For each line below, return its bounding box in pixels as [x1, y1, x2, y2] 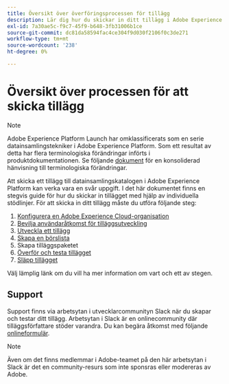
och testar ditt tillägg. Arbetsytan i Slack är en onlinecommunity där [7, 314, 197, 322]
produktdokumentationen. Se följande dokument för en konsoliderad [7, 156, 200, 165]
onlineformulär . [7, 328, 50, 337]
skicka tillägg [7, 99, 84, 114]
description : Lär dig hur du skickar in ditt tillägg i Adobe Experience [7, 16, 223, 23]
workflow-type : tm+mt [7, 36, 69, 43]
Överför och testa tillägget [16, 248, 91, 256]
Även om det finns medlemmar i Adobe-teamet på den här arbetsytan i [7, 355, 207, 363]
